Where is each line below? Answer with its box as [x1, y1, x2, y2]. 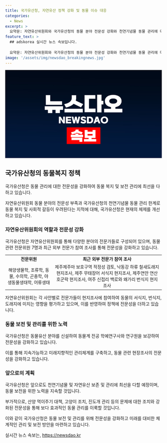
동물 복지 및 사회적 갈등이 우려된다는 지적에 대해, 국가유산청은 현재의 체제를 [5, 206, 151, 212]
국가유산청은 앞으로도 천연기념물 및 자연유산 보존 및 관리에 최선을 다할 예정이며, [5, 382, 159, 388]
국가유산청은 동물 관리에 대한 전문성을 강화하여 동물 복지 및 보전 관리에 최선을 [5, 183, 155, 189]
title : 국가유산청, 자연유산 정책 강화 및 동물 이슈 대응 [5, 8, 107, 13]
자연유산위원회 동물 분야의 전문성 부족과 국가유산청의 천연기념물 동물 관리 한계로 [5, 200, 161, 206]
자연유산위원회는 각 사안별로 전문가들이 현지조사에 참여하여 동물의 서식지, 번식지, [5, 294, 162, 301]
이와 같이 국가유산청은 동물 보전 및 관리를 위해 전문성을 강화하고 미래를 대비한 [5, 416, 155, 422]
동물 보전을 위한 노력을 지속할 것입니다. [5, 388, 81, 394]
